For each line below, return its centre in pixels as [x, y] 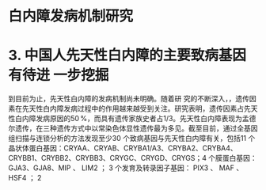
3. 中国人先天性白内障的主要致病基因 [127, 55]
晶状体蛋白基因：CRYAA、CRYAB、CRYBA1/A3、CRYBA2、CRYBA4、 [123, 148]
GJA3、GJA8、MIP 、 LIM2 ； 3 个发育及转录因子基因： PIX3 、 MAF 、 [126, 168]
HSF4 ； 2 [25, 178]
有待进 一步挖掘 [59, 75]
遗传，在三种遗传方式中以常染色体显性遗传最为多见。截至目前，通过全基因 [136, 128]
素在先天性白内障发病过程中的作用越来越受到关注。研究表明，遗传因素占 [126, 108]
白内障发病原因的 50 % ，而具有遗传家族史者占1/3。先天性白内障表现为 [129, 119]
